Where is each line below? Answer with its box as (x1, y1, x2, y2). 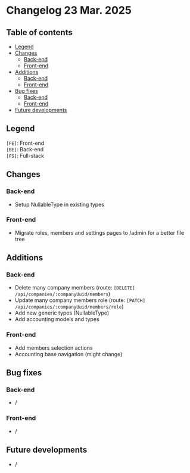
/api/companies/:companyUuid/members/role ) (14, 303, 124, 310)
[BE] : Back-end (6, 145, 44, 153)
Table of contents (6, 27, 73, 38)
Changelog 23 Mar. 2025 (6, 4, 132, 17)
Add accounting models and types (14, 316, 99, 323)
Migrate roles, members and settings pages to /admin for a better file (14, 229, 185, 236)
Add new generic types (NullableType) (14, 309, 110, 316)
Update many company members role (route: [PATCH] (14, 297, 146, 304)
